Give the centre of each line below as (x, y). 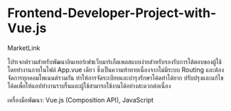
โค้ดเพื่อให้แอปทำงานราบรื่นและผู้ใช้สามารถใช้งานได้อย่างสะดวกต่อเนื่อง (89, 85)
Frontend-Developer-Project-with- (112, 13)
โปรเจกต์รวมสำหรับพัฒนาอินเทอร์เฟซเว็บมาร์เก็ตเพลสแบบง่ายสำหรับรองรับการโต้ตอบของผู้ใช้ (114, 61)
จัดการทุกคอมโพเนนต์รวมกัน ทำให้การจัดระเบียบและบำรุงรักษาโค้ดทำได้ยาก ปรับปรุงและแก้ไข (116, 78)
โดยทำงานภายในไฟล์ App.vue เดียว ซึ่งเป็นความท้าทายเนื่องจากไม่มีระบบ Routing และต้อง (116, 70)
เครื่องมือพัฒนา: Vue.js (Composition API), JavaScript (81, 100)
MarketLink (24, 48)
